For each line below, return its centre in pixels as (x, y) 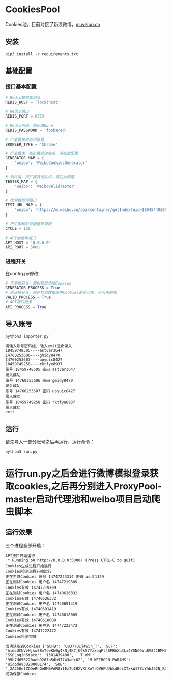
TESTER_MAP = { (21, 182)
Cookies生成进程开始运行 (28, 566)
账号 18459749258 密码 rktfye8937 (40, 402)
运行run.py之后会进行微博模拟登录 (78, 473)
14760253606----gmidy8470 (33, 355)
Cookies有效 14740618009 (31, 620)
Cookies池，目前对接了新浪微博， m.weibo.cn (53, 24)
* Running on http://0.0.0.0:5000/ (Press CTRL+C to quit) (72, 560)
